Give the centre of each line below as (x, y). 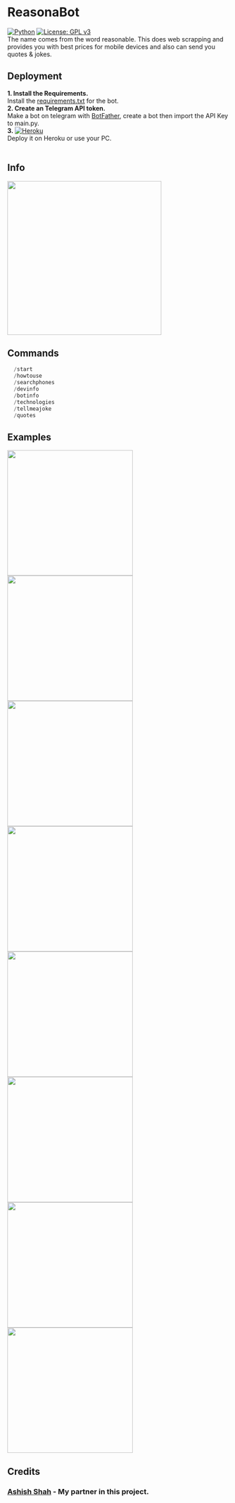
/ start (23, 369)
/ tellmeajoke (33, 409)
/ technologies (34, 402)
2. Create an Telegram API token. (56, 108)
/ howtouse (28, 376)
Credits (24, 1471)
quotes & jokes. (30, 54)
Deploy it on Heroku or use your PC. (59, 138)
